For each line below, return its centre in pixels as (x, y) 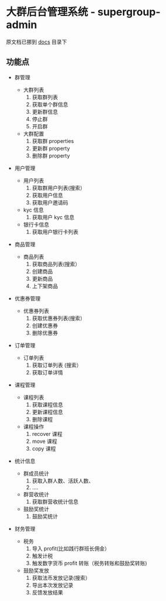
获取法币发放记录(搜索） (61, 578)
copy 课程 (44, 448)
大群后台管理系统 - (51, 12)
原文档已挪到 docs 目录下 (37, 42)
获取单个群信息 (50, 104)
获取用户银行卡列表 (55, 231)
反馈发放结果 (47, 592)
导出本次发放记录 (53, 585)
